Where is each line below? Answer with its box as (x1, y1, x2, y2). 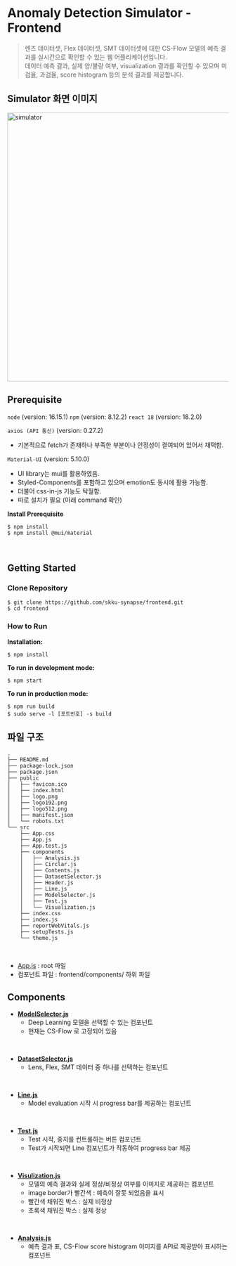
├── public (7, 775, 39, 782)
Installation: (7, 638, 44, 646)
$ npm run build (7, 703, 55, 710)
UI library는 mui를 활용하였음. (17, 469, 100, 477)
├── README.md (7, 756, 49, 763)
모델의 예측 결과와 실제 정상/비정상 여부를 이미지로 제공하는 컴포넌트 (27, 1180, 214, 1189)
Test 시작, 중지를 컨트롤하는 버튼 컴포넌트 (27, 1135, 142, 1144)
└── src (7, 824, 30, 831)
